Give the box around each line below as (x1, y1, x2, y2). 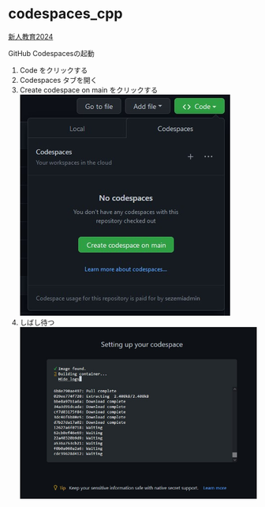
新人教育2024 (8, 32, 54, 41)
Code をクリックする (19, 65, 88, 75)
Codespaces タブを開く (19, 75, 98, 84)
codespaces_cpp (8, 5, 123, 23)
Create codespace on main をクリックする (19, 84, 159, 95)
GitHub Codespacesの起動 (8, 48, 95, 58)
